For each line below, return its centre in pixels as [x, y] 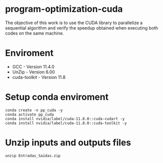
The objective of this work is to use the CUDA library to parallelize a [74, 23]
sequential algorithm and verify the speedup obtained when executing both [81, 28]
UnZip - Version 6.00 [34, 72]
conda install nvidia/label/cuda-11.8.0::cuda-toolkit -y [66, 123]
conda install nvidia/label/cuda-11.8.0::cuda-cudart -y [65, 119]
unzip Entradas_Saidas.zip [33, 156]
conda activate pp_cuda [30, 114]
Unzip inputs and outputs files [68, 143]
